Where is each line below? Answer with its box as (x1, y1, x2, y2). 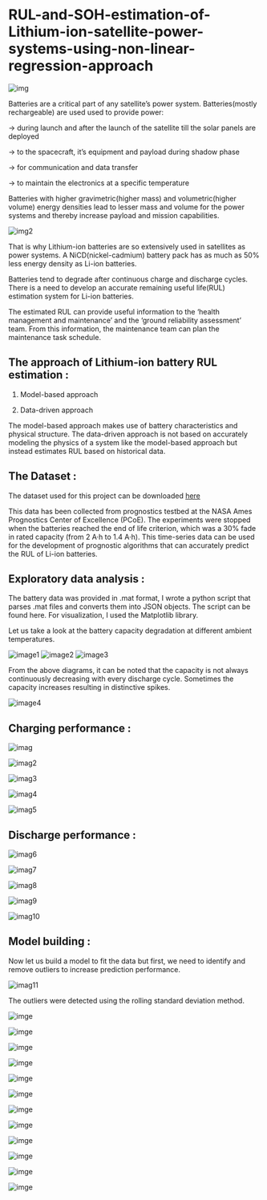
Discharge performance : (8, 828, 136, 841)
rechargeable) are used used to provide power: (8, 107, 164, 117)
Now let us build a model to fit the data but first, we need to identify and (8, 956, 246, 966)
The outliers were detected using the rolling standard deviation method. (8, 995, 245, 1005)
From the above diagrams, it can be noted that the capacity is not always (8, 666, 249, 675)
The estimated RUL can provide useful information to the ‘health (8, 306, 220, 316)
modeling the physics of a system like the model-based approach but (8, 437, 238, 447)
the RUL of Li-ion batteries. (8, 549, 98, 558)
